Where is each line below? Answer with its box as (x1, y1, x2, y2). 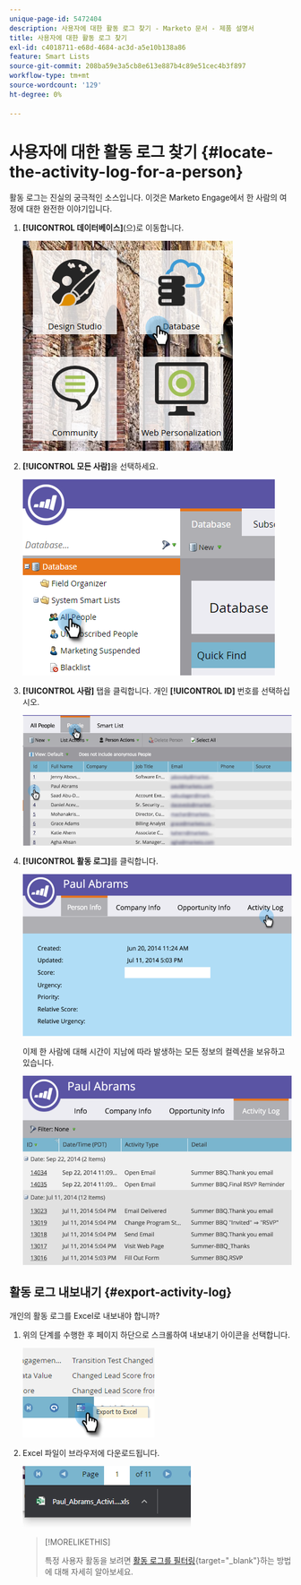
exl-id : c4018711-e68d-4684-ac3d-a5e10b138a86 (9, 43, 186, 52)
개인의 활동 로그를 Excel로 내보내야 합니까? (9, 1310, 160, 1321)
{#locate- (201, 142, 274, 162)
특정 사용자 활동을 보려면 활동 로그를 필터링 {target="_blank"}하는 (44, 1555, 275, 1565)
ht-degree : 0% (9, 90, 63, 99)
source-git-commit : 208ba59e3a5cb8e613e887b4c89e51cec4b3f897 (9, 62, 246, 71)
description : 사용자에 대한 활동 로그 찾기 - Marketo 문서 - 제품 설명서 (9, 23, 254, 33)
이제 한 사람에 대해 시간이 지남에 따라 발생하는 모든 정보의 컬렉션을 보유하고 (21, 1046, 286, 1056)
